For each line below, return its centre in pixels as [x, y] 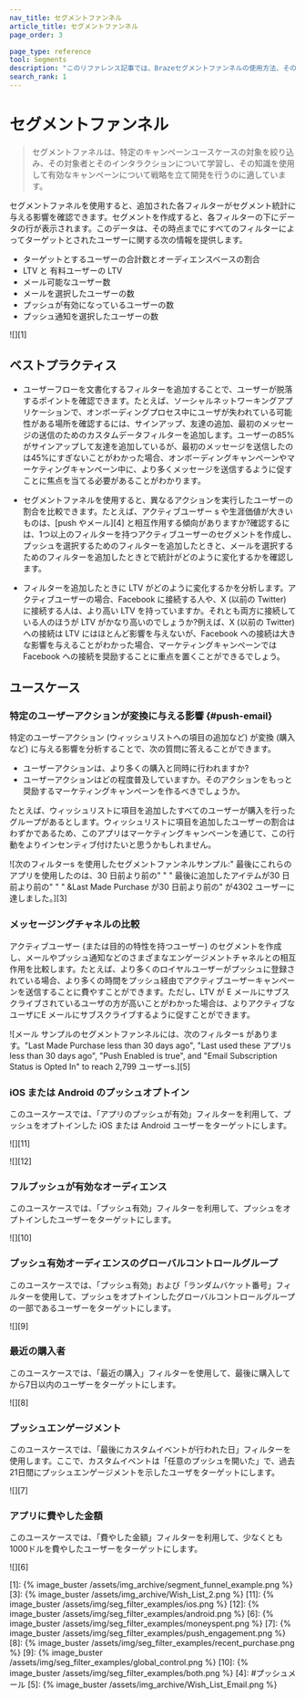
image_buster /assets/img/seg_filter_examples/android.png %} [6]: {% [142, 1614]
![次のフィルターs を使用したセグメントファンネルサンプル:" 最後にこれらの [151, 865]
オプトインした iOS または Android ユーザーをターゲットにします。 [166, 1125]
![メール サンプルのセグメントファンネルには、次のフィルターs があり [140, 1033]
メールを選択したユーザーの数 [78, 293]
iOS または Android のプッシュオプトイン [99, 1092]
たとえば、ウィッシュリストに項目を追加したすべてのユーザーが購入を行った [152, 811]
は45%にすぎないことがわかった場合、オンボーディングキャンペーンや [155, 457]
